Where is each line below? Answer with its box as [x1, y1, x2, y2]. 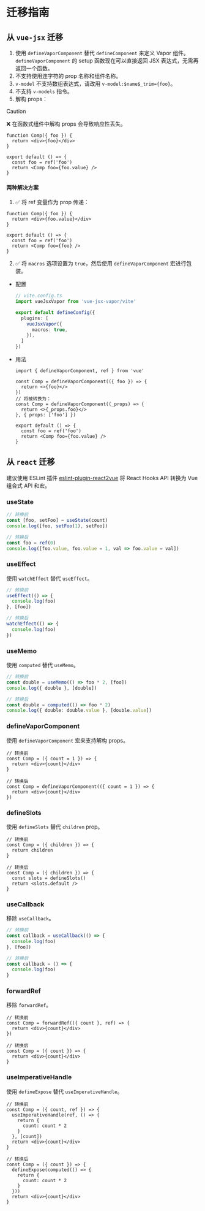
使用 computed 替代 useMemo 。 [6, 662, 80, 669]
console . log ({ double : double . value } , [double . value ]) [6, 708, 152, 714]
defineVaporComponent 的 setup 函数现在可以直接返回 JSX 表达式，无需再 [15, 57, 199, 64]
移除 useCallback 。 [6, 915, 54, 922]
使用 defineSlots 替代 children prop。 [6, 823, 103, 830]
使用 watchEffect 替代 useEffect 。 [6, 575, 93, 582]
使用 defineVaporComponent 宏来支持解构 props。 [6, 736, 129, 744]
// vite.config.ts [15, 292, 62, 299]
